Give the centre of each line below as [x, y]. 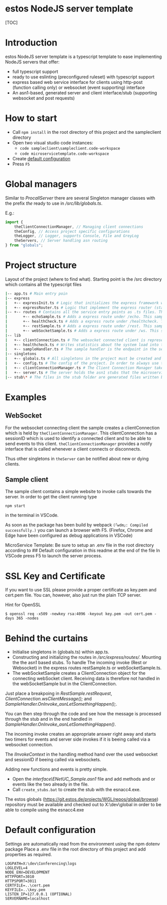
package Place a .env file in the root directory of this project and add [76, 849]
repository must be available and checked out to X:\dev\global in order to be [83, 805]
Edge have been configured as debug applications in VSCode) [69, 535]
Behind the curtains [47, 638]
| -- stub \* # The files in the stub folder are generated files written [82, 377]
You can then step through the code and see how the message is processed [83, 714]
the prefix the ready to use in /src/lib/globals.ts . [54, 203]
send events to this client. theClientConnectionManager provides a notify [79, 444]
